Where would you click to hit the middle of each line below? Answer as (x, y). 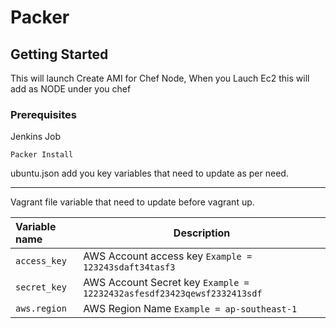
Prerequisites (43, 114)
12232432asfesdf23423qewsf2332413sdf (173, 294)
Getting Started (59, 54)
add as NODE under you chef (71, 89)
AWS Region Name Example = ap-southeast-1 (190, 309)
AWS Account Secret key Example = (166, 283)
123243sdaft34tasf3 (129, 267)
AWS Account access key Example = (168, 256)
